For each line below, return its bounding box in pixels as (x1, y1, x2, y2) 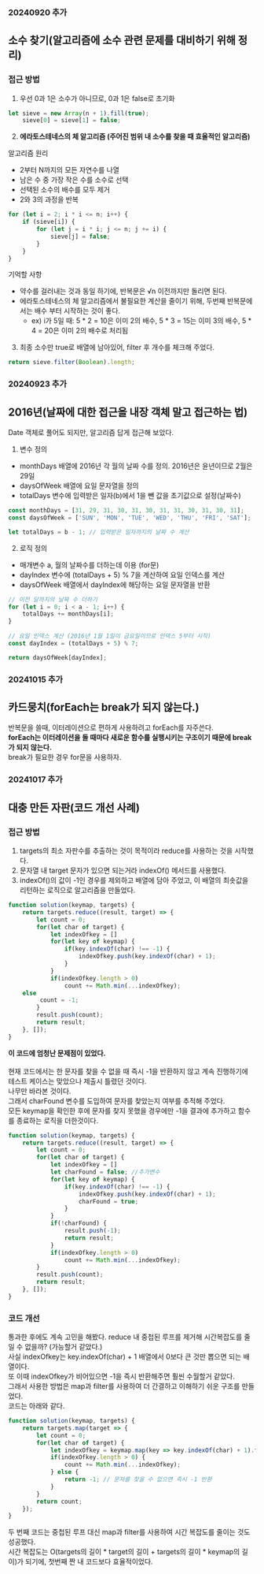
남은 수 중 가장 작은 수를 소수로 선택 (19, 175, 129, 184)
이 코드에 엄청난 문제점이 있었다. (8, 1048, 106, 1058)
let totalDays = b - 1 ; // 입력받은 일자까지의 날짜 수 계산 (8, 528, 190, 536)
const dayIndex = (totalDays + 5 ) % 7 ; (8, 639, 139, 647)
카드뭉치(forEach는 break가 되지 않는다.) (8, 701, 200, 714)
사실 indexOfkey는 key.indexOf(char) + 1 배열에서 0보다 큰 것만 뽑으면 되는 (8, 1352, 242, 1361)
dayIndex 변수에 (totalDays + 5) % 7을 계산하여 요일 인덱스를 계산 (19, 570, 225, 579)
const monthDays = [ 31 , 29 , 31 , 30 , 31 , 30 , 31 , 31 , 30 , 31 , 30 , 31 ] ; (8, 507, 245, 515)
